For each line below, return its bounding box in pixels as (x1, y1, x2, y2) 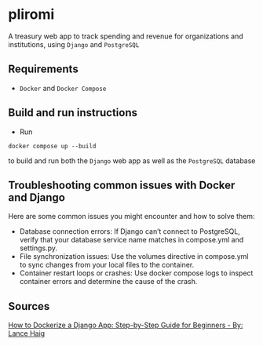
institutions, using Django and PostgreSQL (8, 39, 140, 49)
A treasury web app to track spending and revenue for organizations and (8, 31, 243, 41)
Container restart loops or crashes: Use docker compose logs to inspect (19, 268, 254, 278)
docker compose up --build (8, 142, 97, 150)
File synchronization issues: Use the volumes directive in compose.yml (19, 252, 249, 261)
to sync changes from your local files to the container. (19, 260, 195, 270)
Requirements (8, 63, 79, 76)
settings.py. (19, 243, 57, 253)
